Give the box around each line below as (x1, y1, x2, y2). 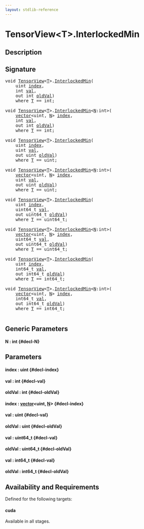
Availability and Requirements (5, 483, 100, 491)
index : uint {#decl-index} (5, 367, 59, 373)
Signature (5, 65, 36, 73)
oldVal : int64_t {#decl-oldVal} (5, 469, 69, 475)
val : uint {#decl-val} (5, 412, 48, 418)
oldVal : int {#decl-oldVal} (5, 389, 60, 395)
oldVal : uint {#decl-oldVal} (5, 423, 63, 429)
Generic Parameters (5, 325, 68, 333)
